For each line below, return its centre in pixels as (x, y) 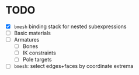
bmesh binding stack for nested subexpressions (70, 26)
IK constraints (39, 53)
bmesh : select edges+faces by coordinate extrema (74, 66)
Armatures (27, 40)
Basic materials (32, 33)
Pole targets (37, 60)
